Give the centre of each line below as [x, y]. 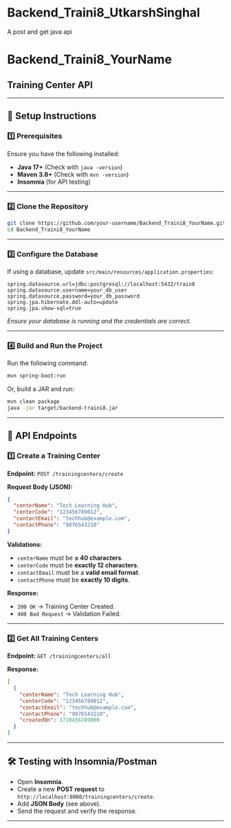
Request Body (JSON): [40, 487]
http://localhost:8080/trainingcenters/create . [86, 796]
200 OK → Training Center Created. [66, 606]
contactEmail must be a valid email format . [78, 572]
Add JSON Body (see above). [59, 803]
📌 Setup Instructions [52, 116]
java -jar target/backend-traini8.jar [63, 408]
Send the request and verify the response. [77, 811]
